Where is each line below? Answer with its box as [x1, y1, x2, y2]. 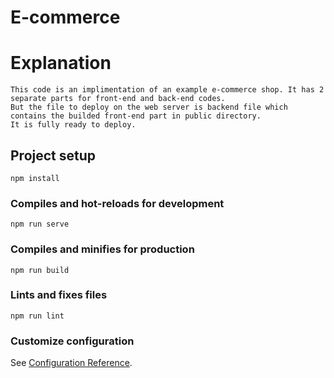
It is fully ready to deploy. [10, 120, 137, 130]
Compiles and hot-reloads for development [10, 196, 225, 210]
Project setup [10, 147, 97, 164]
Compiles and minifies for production [10, 242, 195, 256]
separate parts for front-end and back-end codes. [10, 94, 226, 104]
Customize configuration [10, 334, 135, 348]
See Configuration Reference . [10, 357, 133, 369]
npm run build [10, 265, 70, 275]
